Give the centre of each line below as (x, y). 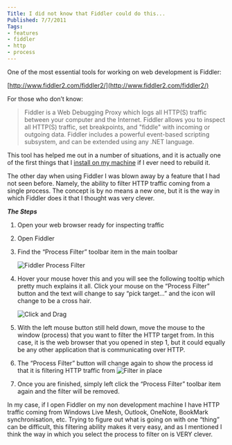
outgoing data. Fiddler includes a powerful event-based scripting (117, 134)
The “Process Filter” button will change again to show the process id (115, 363)
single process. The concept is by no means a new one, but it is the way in (114, 191)
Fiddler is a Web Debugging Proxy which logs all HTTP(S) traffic (115, 112)
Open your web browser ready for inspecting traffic (91, 225)
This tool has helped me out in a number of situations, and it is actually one (114, 155)
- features (23, 33)
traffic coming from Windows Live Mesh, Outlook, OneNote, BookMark (108, 412)
